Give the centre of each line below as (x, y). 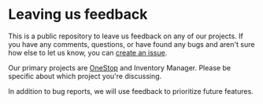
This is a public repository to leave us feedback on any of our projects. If (126, 36)
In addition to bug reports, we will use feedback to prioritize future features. (131, 91)
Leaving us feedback (78, 14)
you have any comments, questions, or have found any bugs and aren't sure (131, 44)
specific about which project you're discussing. (85, 76)
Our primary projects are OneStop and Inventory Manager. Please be (119, 67)
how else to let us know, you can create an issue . (88, 52)
